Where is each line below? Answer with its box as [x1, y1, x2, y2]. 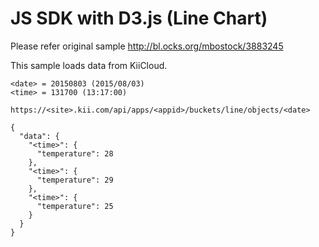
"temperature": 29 [36, 175, 114, 185]
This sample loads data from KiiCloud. [10, 59, 168, 71]
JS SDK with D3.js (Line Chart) [10, 7, 268, 30]
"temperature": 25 [36, 201, 114, 211]
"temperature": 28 [36, 148, 114, 159]
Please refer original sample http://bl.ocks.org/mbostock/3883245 [10, 40, 284, 52]
